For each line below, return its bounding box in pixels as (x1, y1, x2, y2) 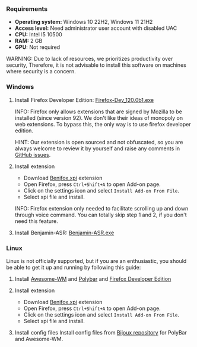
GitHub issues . (14, 151, 51, 158)
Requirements (6, 5, 48, 13)
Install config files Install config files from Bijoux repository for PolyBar (14, 329, 187, 336)
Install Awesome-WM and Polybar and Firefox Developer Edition (14, 275, 171, 282)
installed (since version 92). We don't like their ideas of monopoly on (14, 114, 183, 121)
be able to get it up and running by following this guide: (6, 264, 141, 271)
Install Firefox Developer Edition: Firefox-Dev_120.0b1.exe (14, 96, 154, 103)
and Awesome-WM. (14, 335, 63, 342)
